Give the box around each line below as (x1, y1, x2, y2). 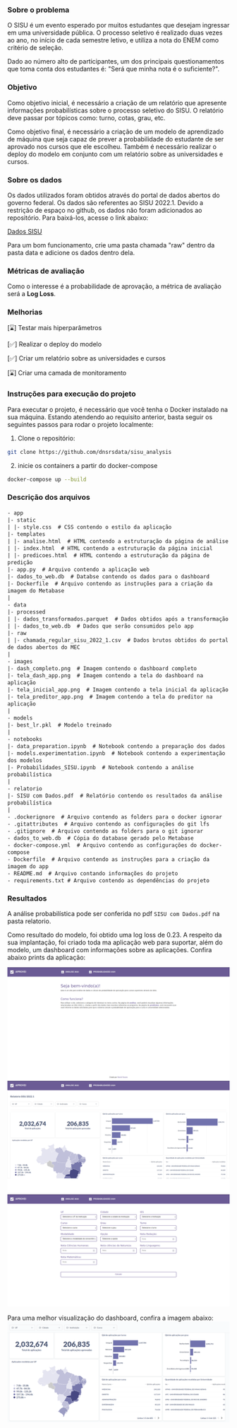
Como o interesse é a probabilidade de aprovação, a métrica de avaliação (7, 282, 222, 291)
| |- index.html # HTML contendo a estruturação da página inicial (7, 544, 213, 552)
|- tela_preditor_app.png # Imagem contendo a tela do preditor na (7, 693, 213, 701)
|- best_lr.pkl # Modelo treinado (7, 721, 112, 729)
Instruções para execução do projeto (7, 389, 136, 399)
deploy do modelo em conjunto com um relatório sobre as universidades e (7, 150, 224, 158)
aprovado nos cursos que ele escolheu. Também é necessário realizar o (7, 142, 217, 151)
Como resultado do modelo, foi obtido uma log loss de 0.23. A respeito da (7, 931, 222, 940)
